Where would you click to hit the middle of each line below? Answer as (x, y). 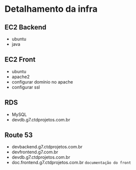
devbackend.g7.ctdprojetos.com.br (47, 147)
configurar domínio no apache (42, 82)
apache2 (21, 77)
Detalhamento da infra (51, 9)
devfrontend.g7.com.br (35, 152)
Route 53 (19, 135)
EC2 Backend (26, 27)
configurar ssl (26, 87)
